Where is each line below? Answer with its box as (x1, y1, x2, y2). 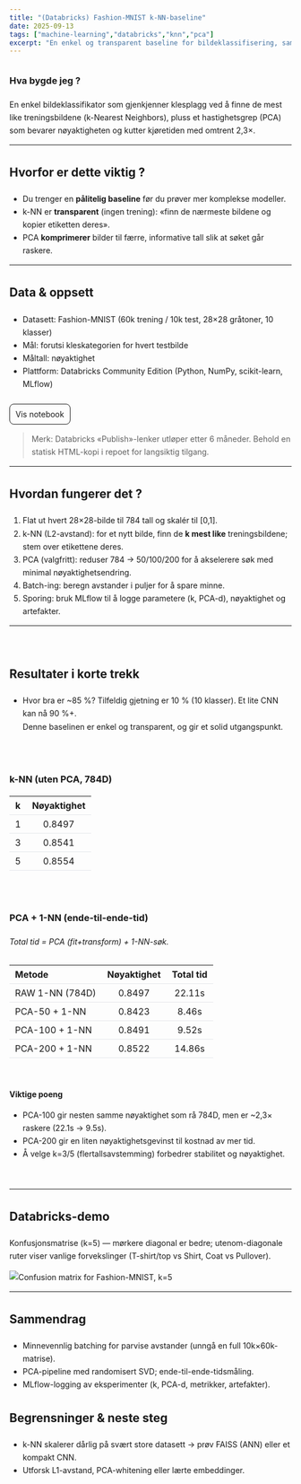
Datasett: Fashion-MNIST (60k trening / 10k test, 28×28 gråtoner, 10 (21, 313, 274, 324)
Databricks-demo (9, 1209, 110, 1225)
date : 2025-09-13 (9, 22, 74, 31)
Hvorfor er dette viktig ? (9, 164, 146, 180)
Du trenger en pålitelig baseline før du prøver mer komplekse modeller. (21, 193, 287, 204)
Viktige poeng (9, 1088, 64, 1100)
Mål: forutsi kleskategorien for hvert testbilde (21, 339, 189, 350)
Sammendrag (9, 1312, 87, 1327)
